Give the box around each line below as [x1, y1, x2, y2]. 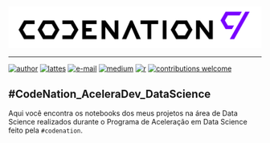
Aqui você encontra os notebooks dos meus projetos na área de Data [8, 108, 239, 118]
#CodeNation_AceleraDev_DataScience [8, 87, 211, 100]
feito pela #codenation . [8, 125, 83, 135]
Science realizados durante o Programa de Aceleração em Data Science [8, 116, 247, 126]
